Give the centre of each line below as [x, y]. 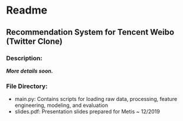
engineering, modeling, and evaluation [61, 105]
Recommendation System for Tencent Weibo [90, 32]
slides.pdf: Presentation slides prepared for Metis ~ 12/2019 [87, 112]
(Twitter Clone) [35, 41]
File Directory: [27, 86]
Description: [24, 58]
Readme [27, 10]
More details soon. [30, 71]
